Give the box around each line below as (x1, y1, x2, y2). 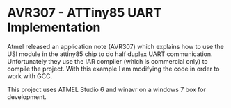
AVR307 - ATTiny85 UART (7, 5, 162, 21)
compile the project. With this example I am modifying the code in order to (7, 64, 220, 73)
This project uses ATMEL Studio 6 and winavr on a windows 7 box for (7, 85, 207, 93)
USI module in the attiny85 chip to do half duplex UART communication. (7, 50, 213, 58)
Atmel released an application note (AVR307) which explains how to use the (7, 42, 224, 51)
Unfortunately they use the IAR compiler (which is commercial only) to (7, 57, 208, 65)
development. (7, 92, 47, 101)
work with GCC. (7, 71, 53, 80)
